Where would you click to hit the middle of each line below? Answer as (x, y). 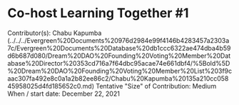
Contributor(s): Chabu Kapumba (55, 33)
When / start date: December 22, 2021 (63, 94)
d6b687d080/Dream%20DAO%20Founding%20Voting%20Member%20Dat (119, 56)
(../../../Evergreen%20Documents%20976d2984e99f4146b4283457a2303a (118, 40)
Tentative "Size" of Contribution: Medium (156, 86)
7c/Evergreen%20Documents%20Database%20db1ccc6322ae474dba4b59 (119, 48)
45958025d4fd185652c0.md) (51, 86)
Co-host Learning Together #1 (98, 13)
